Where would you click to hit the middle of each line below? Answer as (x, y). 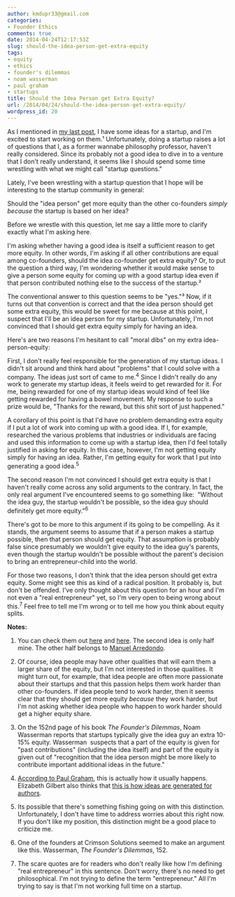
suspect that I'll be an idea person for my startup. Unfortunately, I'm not (111, 318)
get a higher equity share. (55, 714)
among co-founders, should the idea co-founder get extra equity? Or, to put (116, 260)
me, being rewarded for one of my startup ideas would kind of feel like (108, 392)
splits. (16, 614)
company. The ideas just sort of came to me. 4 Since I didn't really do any (112, 376)
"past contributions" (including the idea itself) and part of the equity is (118, 750)
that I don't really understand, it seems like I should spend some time (106, 161)
